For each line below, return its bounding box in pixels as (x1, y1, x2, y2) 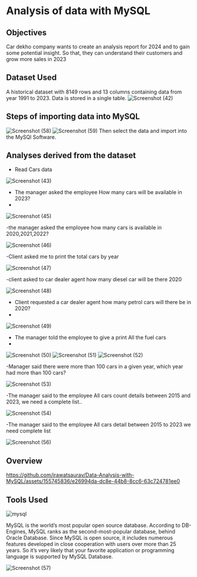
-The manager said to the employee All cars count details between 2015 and (6, 392, 191, 399)
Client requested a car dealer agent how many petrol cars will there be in (14, 299, 191, 306)
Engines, (6, 528, 28, 535)
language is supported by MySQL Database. (6, 553, 113, 560)
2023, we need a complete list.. (6, 398, 82, 405)
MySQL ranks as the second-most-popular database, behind (28, 528, 175, 535)
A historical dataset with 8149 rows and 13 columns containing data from (6, 88, 182, 95)
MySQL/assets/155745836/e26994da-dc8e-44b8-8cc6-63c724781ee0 (6, 478, 181, 485)
